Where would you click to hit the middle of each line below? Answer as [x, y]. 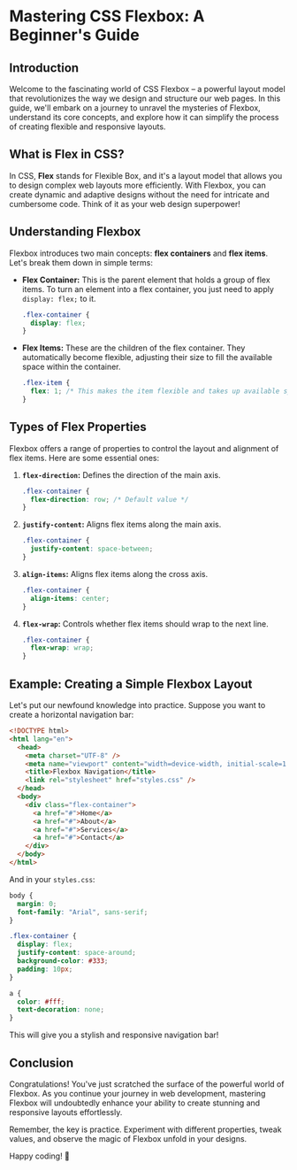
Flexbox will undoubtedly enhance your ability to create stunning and [135, 1103]
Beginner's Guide [74, 35]
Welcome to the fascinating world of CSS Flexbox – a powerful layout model [147, 89]
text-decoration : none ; [61, 1010]
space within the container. [71, 367]
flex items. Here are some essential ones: [84, 458]
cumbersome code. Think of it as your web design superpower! [125, 204]
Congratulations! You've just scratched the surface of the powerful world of [147, 1084]
